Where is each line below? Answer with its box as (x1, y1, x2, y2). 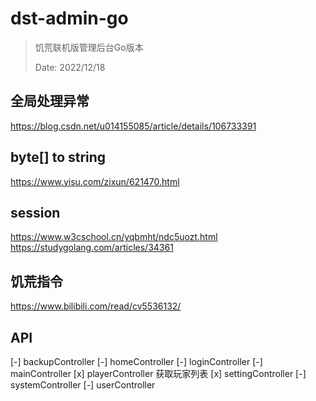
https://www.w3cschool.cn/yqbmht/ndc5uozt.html (10, 231, 218, 243)
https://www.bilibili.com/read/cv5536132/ (10, 300, 182, 312)
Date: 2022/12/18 (34, 61, 106, 73)
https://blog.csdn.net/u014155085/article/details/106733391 (10, 120, 257, 132)
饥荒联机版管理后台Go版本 (34, 41, 144, 53)
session (10, 204, 61, 221)
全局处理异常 (10, 93, 90, 110)
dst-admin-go (10, 7, 129, 30)
